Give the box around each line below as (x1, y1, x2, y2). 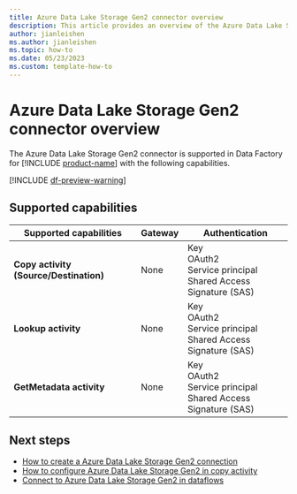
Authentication (202, 226, 268, 239)
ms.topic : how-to (9, 46, 73, 55)
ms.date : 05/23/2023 (9, 54, 86, 63)
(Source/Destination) (13, 269, 104, 281)
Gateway (141, 226, 179, 239)
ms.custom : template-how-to (9, 63, 113, 72)
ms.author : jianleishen (9, 37, 97, 47)
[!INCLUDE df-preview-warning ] (9, 174, 126, 186)
